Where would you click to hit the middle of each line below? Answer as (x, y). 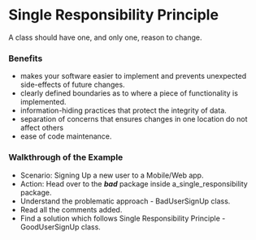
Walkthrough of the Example (66, 157)
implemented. (43, 102)
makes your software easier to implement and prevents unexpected (133, 76)
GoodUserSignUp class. (61, 227)
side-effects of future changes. (72, 85)
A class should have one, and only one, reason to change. (105, 37)
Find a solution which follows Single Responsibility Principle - (123, 218)
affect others (41, 128)
